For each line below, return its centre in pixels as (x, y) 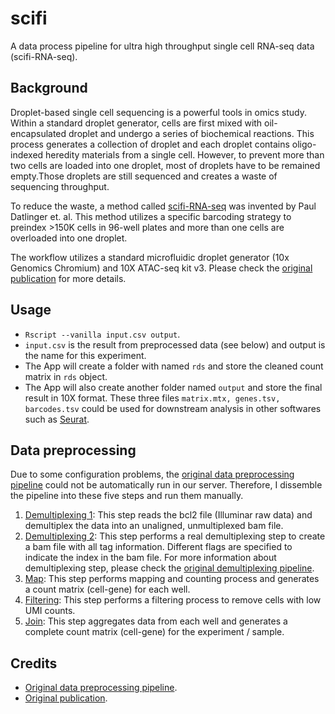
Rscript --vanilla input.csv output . (102, 334)
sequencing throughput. (60, 186)
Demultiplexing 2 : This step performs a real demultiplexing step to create (175, 536)
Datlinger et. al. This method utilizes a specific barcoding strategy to (151, 216)
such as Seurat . (57, 419)
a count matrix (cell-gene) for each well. (107, 589)
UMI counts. (50, 611)
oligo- (304, 144)
